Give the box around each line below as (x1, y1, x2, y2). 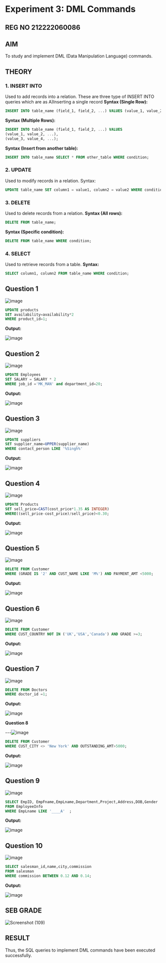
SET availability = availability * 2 (5, 312, 74, 317)
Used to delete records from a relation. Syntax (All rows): (5, 210, 123, 216)
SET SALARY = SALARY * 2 (5, 376, 56, 382)
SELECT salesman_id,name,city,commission (5, 864, 92, 869)
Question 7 (5, 665, 40, 673)
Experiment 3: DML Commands (5, 3, 136, 15)
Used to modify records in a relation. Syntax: (5, 177, 96, 184)
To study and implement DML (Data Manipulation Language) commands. (5, 53, 153, 59)
